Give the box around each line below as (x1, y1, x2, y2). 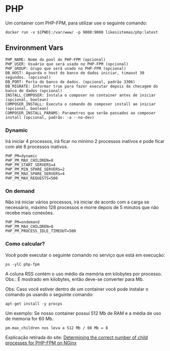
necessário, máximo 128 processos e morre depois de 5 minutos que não (5, 204, 159, 211)
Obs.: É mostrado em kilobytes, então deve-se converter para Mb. (5, 276, 144, 282)
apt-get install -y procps (5, 301, 63, 306)
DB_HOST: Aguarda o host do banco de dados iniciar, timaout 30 (5, 70, 145, 75)
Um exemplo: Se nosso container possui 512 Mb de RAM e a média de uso (5, 310, 161, 316)
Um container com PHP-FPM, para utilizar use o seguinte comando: (5, 20, 148, 26)
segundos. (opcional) (5, 75, 51, 80)
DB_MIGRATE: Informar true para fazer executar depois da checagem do (5, 83, 158, 89)
